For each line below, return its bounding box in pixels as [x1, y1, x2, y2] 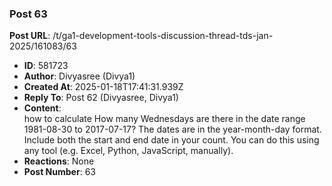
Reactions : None [23, 155, 95, 167]
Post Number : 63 [23, 166, 96, 178]
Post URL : [9, 30, 51, 42]
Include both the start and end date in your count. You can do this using [23, 134, 320, 146]
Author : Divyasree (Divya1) [23, 70, 136, 82]
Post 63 [9, 7, 48, 21]
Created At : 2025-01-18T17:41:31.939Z [23, 81, 184, 93]
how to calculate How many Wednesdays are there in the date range [23, 113, 306, 125]
